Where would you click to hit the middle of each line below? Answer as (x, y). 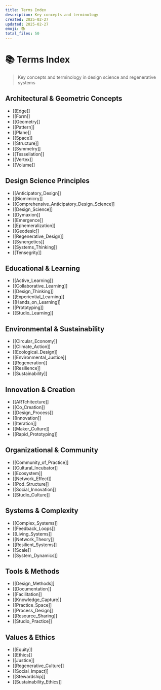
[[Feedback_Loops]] (34, 528)
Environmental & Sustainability (55, 329)
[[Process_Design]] (33, 611)
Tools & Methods (32, 571)
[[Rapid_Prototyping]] (35, 434)
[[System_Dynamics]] (35, 555)
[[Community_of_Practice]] (41, 462)
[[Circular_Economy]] (35, 341)
